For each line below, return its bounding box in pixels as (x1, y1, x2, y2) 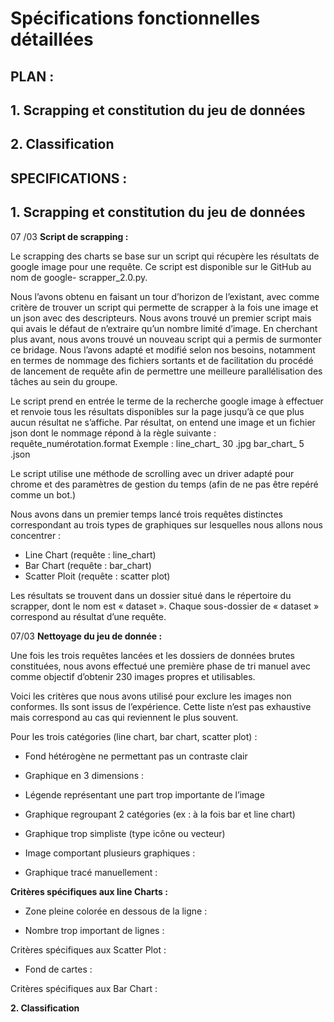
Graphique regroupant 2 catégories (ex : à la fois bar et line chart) (24, 808, 296, 820)
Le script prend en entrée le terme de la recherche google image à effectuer (10, 395, 324, 407)
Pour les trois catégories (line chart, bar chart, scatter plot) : (10, 730, 258, 742)
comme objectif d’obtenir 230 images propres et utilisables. (10, 670, 256, 682)
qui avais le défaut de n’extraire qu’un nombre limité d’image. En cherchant (10, 322, 318, 334)
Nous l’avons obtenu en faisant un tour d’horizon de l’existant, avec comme (10, 290, 320, 302)
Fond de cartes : (24, 963, 93, 975)
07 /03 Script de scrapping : (10, 230, 129, 242)
